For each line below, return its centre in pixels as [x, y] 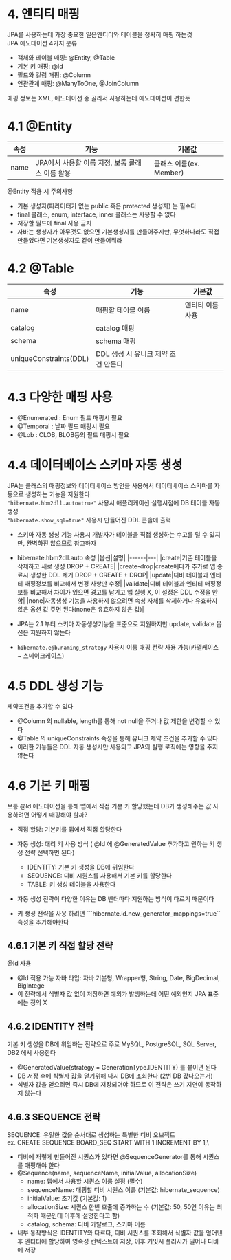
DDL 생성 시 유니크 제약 [132, 353]
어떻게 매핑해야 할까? [59, 815]
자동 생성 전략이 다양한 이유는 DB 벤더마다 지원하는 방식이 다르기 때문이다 [115, 898]
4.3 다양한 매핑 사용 [60, 397]
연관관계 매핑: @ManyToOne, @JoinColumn [78, 83]
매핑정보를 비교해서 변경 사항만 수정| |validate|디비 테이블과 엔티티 [114, 583]
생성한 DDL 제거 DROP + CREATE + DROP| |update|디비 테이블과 [119, 575]
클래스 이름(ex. [177, 164]
